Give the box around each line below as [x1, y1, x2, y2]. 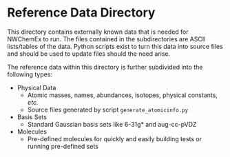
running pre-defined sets [27, 142, 98, 150]
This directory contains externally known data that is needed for [7, 28, 189, 36]
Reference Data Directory [7, 5, 156, 21]
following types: [7, 70, 53, 78]
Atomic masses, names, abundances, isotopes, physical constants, [27, 91, 218, 99]
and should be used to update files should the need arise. [7, 50, 171, 58]
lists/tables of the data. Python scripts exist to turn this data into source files [7, 42, 224, 50]
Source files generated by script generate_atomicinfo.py [27, 105, 189, 114]
